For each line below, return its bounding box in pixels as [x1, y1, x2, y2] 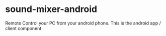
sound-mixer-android [5, 3, 97, 15]
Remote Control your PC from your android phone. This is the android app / [5, 20, 161, 26]
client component [5, 25, 42, 31]
